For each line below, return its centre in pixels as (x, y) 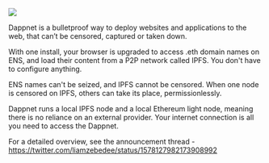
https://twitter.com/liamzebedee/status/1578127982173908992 (113, 150)
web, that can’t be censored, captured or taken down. (98, 36)
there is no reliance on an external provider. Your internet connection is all (131, 117)
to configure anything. (45, 69)
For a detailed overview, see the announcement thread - (102, 142)
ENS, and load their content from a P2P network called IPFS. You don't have (134, 60)
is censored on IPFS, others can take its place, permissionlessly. (115, 93)
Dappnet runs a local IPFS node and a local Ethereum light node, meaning (131, 109)
